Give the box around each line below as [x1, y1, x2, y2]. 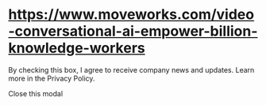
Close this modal [8, 88, 64, 98]
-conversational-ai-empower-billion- [8, 22, 258, 40]
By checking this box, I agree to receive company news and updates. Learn [8, 65, 255, 74]
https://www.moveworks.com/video [8, 6, 255, 24]
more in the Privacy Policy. [8, 73, 95, 83]
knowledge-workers [8, 39, 145, 57]
